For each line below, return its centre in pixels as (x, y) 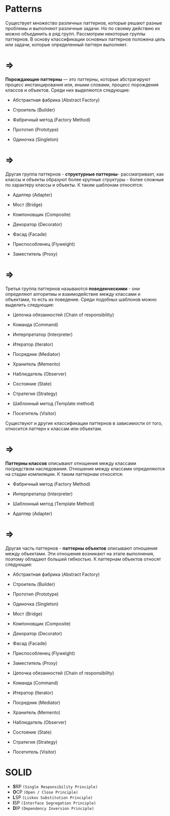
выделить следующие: (30, 305)
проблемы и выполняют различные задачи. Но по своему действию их (83, 28)
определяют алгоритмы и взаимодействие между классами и (73, 294)
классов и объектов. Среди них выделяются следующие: (68, 90)
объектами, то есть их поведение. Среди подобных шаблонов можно (81, 299)
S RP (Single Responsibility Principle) (55, 786)
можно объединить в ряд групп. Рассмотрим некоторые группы (75, 34)
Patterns (24, 9)
